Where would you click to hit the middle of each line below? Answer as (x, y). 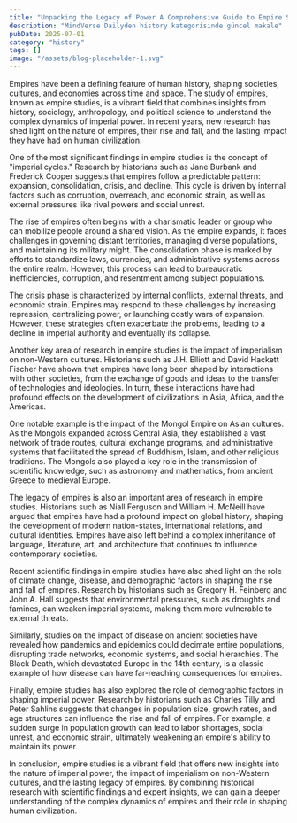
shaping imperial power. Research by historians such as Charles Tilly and (142, 699)
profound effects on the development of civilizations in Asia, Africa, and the (147, 397)
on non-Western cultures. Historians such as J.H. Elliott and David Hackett (144, 359)
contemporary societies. (53, 554)
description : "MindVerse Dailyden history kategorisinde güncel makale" (146, 26)
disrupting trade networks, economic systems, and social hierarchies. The (144, 654)
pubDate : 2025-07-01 (47, 34)
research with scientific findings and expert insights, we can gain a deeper (145, 792)
